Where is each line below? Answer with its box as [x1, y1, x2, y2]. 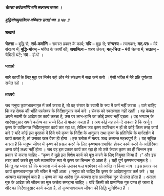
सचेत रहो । [5, 80, 23, 86]
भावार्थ [5, 63, 15, 69]
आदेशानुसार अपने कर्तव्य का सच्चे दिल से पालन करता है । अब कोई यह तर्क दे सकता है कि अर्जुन [5, 119, 152, 125]
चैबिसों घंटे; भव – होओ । [5, 52, 44, 58]
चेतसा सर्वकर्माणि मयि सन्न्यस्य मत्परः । [5, 4, 62, 10]
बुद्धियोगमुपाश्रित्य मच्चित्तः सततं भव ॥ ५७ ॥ [5, 17, 69, 22]
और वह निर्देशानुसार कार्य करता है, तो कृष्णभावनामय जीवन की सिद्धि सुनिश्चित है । [5, 185, 129, 191]
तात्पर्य [5, 91, 15, 97]
